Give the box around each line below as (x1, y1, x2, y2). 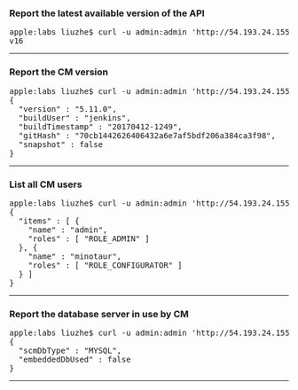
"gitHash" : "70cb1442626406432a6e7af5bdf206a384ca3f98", (18, 130, 277, 140)
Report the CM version (9, 66, 109, 78)
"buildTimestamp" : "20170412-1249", (18, 121, 183, 131)
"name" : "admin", (27, 224, 108, 235)
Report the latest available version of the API (9, 7, 206, 19)
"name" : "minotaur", (27, 251, 122, 261)
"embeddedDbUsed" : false (18, 355, 131, 365)
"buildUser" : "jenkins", (18, 113, 131, 122)
